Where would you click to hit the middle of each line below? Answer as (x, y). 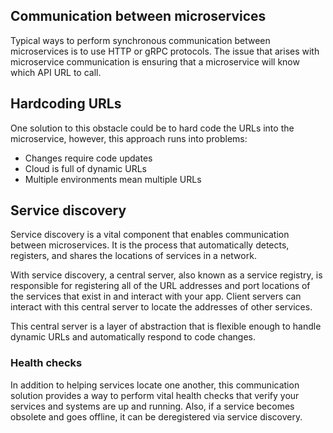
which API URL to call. (56, 72)
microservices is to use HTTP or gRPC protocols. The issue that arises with (165, 51)
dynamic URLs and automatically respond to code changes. (133, 337)
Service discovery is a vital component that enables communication (150, 235)
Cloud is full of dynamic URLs (85, 168)
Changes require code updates (88, 158)
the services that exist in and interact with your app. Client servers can (156, 296)
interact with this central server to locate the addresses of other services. (161, 307)
